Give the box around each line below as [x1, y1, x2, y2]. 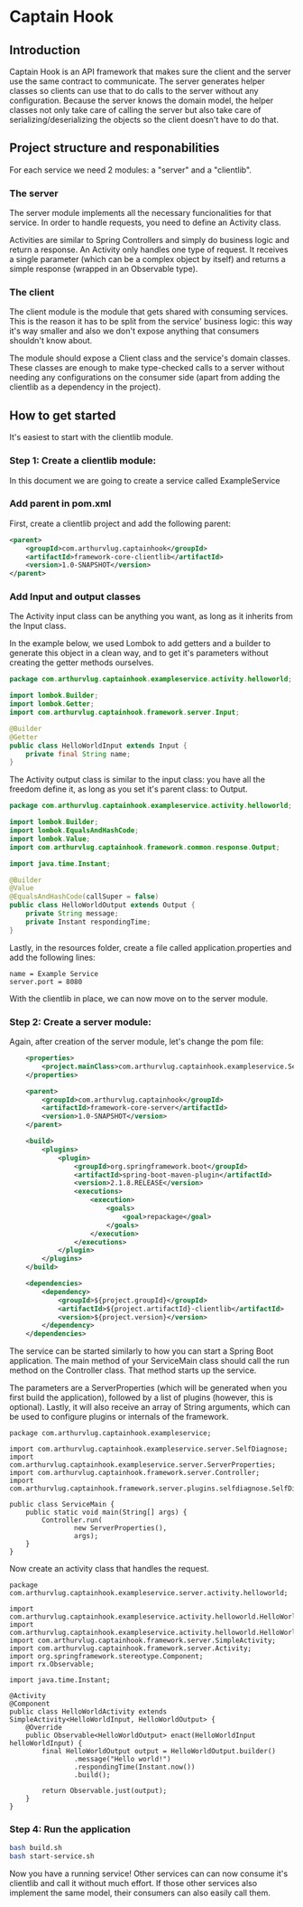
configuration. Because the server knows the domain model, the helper [9, 95, 273, 106]
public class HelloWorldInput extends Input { [9, 741, 188, 750]
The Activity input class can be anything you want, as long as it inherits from [9, 611, 293, 622]
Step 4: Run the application [9, 1823, 131, 1836]
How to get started [9, 408, 116, 423]
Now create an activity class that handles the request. [9, 1564, 209, 1574]
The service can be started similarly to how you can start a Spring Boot [9, 1346, 274, 1357]
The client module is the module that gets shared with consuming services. [9, 306, 289, 317]
